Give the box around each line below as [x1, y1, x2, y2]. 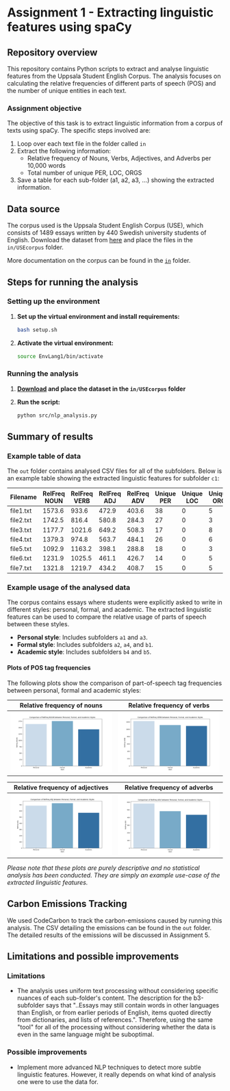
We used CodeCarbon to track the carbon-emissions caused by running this [7, 916, 222, 925]
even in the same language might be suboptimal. [16, 1030, 155, 1038]
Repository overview [7, 47, 98, 58]
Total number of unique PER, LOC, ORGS [27, 169, 142, 177]
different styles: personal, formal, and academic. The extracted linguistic [7, 606, 212, 614]
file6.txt [10, 554, 32, 563]
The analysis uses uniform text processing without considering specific [16, 987, 219, 995]
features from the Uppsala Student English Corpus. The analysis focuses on [7, 72, 221, 80]
